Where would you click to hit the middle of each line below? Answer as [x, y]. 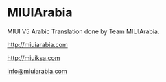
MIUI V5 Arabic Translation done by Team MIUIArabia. [83, 31]
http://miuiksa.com [34, 58]
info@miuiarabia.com [37, 71]
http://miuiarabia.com [37, 44]
